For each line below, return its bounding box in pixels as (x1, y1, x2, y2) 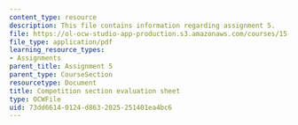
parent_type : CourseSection (9, 70, 114, 79)
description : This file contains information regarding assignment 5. (9, 21, 276, 30)
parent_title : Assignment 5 (9, 62, 114, 71)
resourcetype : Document (9, 78, 98, 87)
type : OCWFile (9, 94, 62, 104)
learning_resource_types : (9, 46, 105, 55)
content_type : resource (9, 12, 98, 22)
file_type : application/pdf (9, 37, 114, 47)
